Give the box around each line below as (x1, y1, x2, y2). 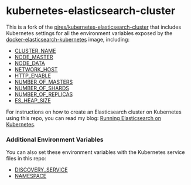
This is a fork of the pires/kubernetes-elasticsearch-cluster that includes (6, 23, 182, 30)
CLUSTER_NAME (14, 47, 56, 54)
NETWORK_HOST (14, 66, 58, 73)
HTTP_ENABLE (14, 72, 52, 79)
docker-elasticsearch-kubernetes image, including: (6, 36, 130, 43)
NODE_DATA (14, 60, 46, 67)
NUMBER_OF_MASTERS (14, 78, 73, 85)
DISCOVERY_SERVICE (14, 166, 68, 173)
